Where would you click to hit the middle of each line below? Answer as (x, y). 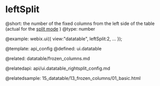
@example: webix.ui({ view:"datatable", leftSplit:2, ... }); (64, 39)
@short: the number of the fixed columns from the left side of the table (80, 23)
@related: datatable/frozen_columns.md (48, 58)
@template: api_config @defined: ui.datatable (53, 48)
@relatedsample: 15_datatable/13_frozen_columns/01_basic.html (73, 78)
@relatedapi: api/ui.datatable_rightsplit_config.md (58, 68)
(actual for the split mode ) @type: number (50, 28)
